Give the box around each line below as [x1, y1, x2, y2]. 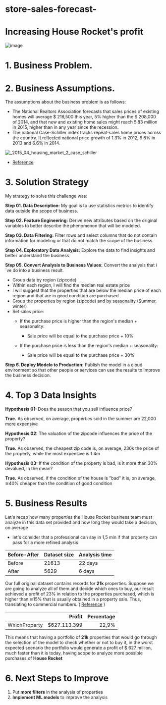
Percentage [87, 613, 115, 620]
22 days [78, 560, 98, 567]
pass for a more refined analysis [12, 540, 78, 545]
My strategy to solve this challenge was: [5, 193, 88, 199]
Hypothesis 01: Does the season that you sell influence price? [5, 406, 132, 412]
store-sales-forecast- [5, 3, 97, 15]
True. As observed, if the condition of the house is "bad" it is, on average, [5, 475, 156, 481]
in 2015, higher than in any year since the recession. [12, 124, 119, 130]
